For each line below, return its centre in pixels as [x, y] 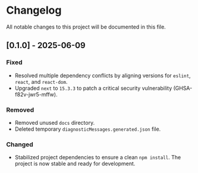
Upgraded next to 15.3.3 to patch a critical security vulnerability [93, 88]
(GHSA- [183, 88]
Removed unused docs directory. [55, 122]
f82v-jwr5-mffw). [36, 94]
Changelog [34, 10]
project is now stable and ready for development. [75, 163]
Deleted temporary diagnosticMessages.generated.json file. [88, 129]
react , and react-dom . [41, 81]
